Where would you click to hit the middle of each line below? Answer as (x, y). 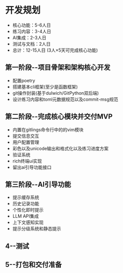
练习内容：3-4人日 (32, 31)
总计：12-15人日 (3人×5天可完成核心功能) (55, 50)
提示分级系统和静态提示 (37, 229)
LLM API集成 (26, 216)
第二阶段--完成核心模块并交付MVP (59, 116)
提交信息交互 (26, 136)
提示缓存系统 (26, 197)
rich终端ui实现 (27, 161)
